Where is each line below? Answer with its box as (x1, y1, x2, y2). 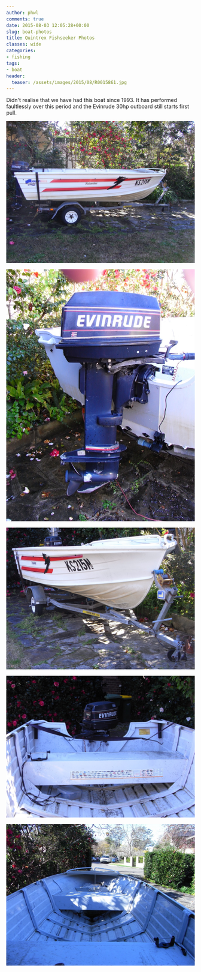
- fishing (6, 54, 31, 60)
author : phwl (6, 10, 39, 16)
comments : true (6, 16, 44, 22)
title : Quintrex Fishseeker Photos (6, 35, 95, 41)
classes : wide (6, 41, 42, 47)
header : (6, 73, 26, 79)
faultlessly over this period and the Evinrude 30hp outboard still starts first (6, 103, 190, 110)
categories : (6, 48, 36, 54)
